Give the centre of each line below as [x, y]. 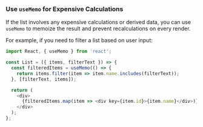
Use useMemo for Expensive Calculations [65, 9]
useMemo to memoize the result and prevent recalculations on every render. [98, 28]
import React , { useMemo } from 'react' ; [59, 51]
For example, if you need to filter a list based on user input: [79, 41]
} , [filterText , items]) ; [44, 79]
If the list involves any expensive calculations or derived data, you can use [98, 22]
